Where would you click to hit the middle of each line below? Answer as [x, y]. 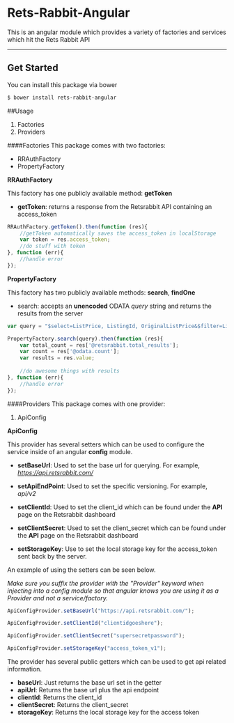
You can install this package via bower [62, 84]
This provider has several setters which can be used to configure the [106, 444]
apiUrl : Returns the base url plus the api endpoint [88, 690]
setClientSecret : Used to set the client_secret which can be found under [122, 528]
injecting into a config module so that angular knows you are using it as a [113, 591]
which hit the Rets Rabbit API [49, 39]
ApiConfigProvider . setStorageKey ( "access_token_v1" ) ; [87, 648]
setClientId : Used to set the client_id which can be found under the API [120, 507]
